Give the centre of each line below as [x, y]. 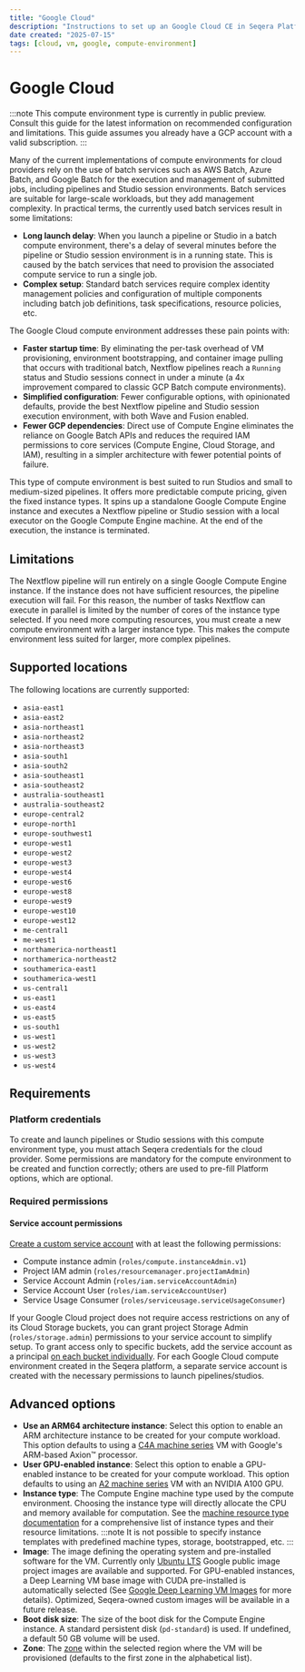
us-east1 [39, 998]
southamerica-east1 [59, 969]
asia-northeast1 [53, 727]
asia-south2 [45, 765]
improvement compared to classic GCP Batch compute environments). [154, 387]
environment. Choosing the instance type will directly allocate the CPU [155, 1504]
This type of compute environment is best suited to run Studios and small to [151, 482]
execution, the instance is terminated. [79, 531]
